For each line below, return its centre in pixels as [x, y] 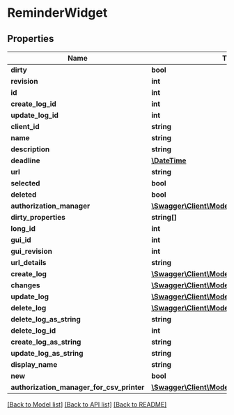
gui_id [21, 240]
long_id [23, 228]
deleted [24, 195]
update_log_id [35, 115]
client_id [25, 127]
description [30, 149]
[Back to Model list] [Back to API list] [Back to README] [87, 405]
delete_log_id [33, 331]
